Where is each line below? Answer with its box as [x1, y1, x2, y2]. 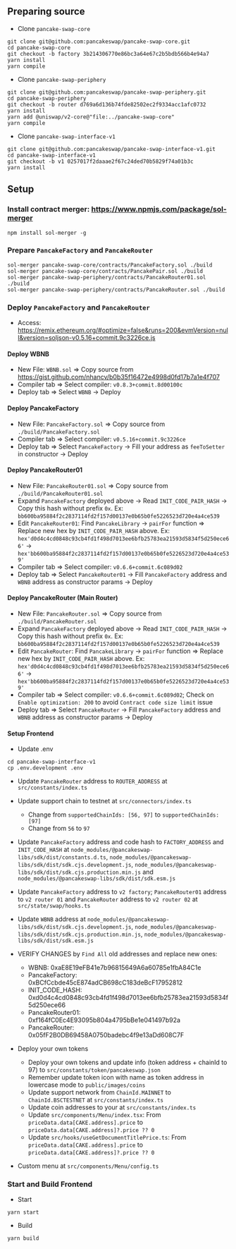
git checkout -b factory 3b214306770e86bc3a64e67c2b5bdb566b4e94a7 [7, 50, 210, 57]
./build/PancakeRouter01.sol [17, 490, 104, 497]
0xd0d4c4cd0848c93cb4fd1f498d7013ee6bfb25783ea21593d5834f [27, 994, 229, 1002]
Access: [17, 319, 42, 327]
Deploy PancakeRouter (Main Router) [7, 594, 118, 602]
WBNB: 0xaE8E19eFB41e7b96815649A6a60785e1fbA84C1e [27, 963, 201, 972]
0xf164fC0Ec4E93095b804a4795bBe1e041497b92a [27, 1016, 181, 1025]
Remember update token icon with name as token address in [27, 1073, 204, 1082]
